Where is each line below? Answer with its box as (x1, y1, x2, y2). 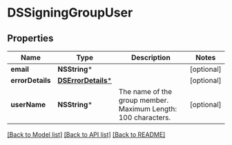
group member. (118, 95, 169, 105)
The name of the (118, 87, 173, 96)
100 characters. (118, 113, 171, 122)
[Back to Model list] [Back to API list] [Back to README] (7, 130, 166, 139)
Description (130, 53, 171, 62)
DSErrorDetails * (57, 76, 113, 85)
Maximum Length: (118, 104, 177, 113)
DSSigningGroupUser (7, 5, 133, 21)
